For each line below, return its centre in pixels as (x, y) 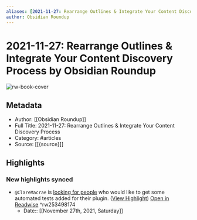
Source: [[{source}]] (39, 145)
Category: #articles (38, 138)
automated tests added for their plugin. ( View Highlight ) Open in (92, 198)
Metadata (24, 105)
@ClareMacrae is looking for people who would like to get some (90, 192)
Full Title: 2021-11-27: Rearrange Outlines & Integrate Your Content (94, 126)
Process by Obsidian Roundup (81, 71)
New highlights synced (40, 179)
